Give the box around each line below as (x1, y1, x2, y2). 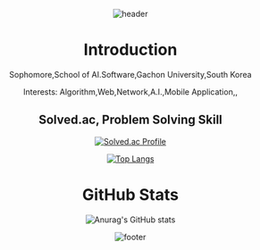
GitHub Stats (81, 184, 180, 204)
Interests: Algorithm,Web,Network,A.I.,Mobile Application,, (23, 86, 238, 97)
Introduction (83, 40, 178, 60)
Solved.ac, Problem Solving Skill (38, 112, 223, 128)
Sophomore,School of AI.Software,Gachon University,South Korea (9, 69, 252, 79)
